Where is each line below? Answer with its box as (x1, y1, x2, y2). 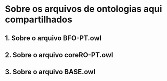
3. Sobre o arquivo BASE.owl (5, 68, 96, 76)
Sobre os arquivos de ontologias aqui (5, 3, 162, 15)
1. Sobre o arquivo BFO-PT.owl (5, 34, 102, 42)
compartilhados (5, 14, 72, 25)
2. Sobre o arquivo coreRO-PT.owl (5, 51, 113, 59)
